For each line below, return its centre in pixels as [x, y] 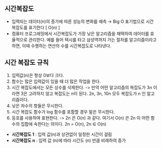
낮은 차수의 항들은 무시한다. [38, 106]
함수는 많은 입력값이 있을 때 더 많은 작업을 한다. [56, 81]
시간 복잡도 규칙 [27, 63]
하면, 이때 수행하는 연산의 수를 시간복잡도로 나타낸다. [61, 46]
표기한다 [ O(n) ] [44, 27]
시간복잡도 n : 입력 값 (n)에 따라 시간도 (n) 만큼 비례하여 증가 [69, 140]
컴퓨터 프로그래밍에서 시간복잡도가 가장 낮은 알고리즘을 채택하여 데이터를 [80, 34]
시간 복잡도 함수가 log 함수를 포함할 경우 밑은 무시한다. [63, 111]
